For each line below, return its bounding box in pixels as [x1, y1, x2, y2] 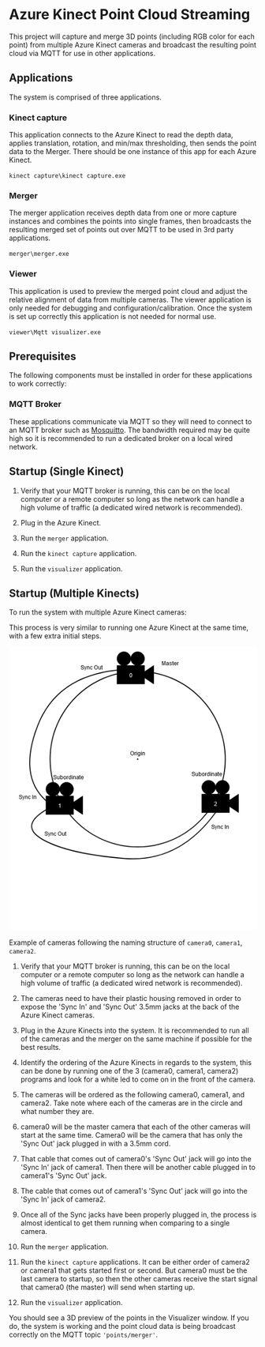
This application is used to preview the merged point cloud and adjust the [9, 286, 248, 295]
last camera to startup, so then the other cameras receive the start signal [20, 1274, 258, 1284]
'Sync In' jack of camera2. [20, 1195, 106, 1204]
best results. [20, 1043, 62, 1052]
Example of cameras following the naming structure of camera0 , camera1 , [9, 938, 243, 947]
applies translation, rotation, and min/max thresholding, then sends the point [9, 138, 257, 148]
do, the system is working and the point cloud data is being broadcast [9, 1322, 236, 1331]
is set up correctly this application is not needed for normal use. [9, 311, 217, 321]
